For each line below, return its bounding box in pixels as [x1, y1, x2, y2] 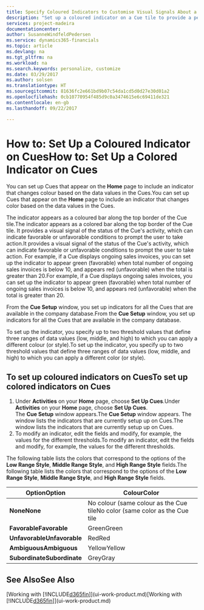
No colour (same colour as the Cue [87, 499, 188, 508]
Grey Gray [87, 554, 115, 562]
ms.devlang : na [6, 49, 45, 55]
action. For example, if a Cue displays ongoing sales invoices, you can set [6, 253, 191, 260]
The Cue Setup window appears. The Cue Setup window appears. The [15, 411, 192, 418]
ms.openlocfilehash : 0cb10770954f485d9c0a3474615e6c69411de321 [6, 94, 170, 100]
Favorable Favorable [9, 524, 68, 533]
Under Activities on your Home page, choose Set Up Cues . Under [15, 397, 180, 405]
